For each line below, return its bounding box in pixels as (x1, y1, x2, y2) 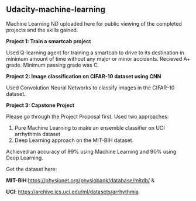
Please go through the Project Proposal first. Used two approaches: (6, 113, 169, 120)
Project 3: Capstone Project (6, 102, 75, 109)
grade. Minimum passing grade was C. (6, 61, 99, 68)
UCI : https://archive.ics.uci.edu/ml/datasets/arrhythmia (6, 188, 139, 195)
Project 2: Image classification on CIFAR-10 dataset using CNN (6, 72, 161, 79)
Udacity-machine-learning (6, 5, 105, 15)
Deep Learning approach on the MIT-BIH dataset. (14, 137, 134, 144)
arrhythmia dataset (14, 130, 61, 137)
